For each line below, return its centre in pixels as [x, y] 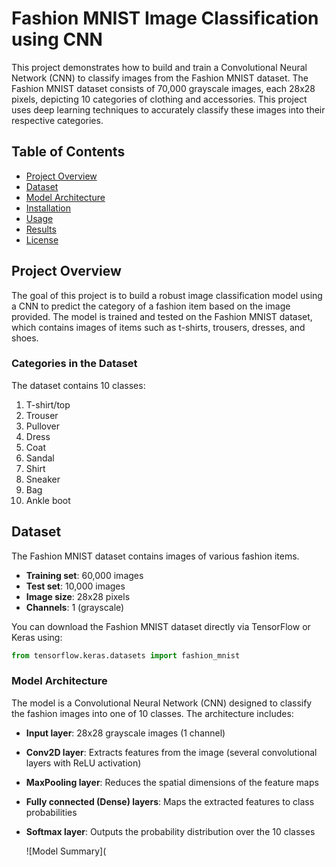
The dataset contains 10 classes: [78, 385]
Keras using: [37, 637]
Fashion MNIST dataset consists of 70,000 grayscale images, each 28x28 [163, 88]
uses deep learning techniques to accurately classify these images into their [168, 109]
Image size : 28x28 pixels [78, 596]
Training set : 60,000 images [84, 575]
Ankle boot [48, 500]
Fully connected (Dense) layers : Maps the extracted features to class [170, 801]
